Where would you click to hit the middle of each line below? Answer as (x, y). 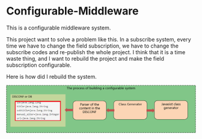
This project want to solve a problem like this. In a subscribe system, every (99, 39)
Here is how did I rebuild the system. (52, 76)
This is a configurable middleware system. (59, 28)
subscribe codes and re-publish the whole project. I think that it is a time (96, 52)
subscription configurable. (39, 65)
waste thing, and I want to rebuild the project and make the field (85, 58)
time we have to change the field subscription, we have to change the (93, 46)
